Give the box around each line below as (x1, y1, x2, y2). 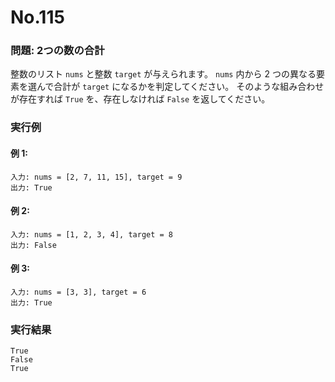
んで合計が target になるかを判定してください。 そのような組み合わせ (36, 81, 325, 93)
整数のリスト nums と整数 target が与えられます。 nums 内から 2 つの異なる (10, 68, 317, 80)
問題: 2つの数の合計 (10, 44, 105, 58)
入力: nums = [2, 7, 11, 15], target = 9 (10, 172, 183, 182)
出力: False (10, 240, 57, 250)
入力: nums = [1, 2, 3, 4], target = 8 (10, 229, 174, 240)
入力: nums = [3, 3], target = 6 (10, 287, 147, 298)
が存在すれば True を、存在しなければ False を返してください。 (10, 93, 271, 105)
